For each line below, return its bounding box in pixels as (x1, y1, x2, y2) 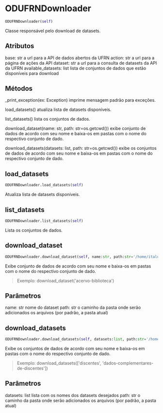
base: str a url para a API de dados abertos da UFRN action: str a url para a (5, 54, 155, 61)
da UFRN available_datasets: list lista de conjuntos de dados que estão (5, 65, 147, 71)
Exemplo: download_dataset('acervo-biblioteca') (16, 278, 114, 284)
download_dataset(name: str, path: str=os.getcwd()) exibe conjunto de (5, 126, 146, 131)
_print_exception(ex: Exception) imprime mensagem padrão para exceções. (5, 97, 156, 103)
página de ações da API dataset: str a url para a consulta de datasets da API (5, 60, 157, 66)
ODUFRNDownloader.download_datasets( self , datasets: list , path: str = (5, 337, 147, 342)
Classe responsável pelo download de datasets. (5, 28, 101, 34)
